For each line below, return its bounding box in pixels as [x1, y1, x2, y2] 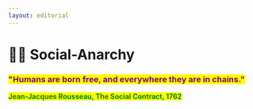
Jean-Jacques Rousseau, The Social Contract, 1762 [8, 92, 182, 101]
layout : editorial [8, 11, 69, 20]
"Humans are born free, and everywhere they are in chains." [8, 73, 246, 85]
